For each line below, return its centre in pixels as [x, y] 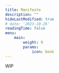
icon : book [43, 51]
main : [20, 38]
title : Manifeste [23, 10]
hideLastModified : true [30, 19]
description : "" [22, 14]
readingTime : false [25, 28]
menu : [11, 33]
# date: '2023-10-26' [28, 24]
